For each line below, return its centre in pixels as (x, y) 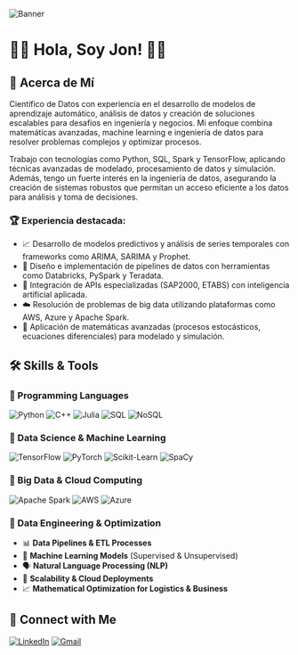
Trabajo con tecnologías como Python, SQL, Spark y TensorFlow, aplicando (148, 159)
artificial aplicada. (54, 295)
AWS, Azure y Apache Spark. (76, 317)
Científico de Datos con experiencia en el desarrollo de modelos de (133, 104)
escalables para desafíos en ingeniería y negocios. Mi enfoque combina (141, 123)
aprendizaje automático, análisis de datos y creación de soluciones (132, 113)
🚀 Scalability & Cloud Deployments (88, 578)
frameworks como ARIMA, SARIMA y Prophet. (106, 257)
